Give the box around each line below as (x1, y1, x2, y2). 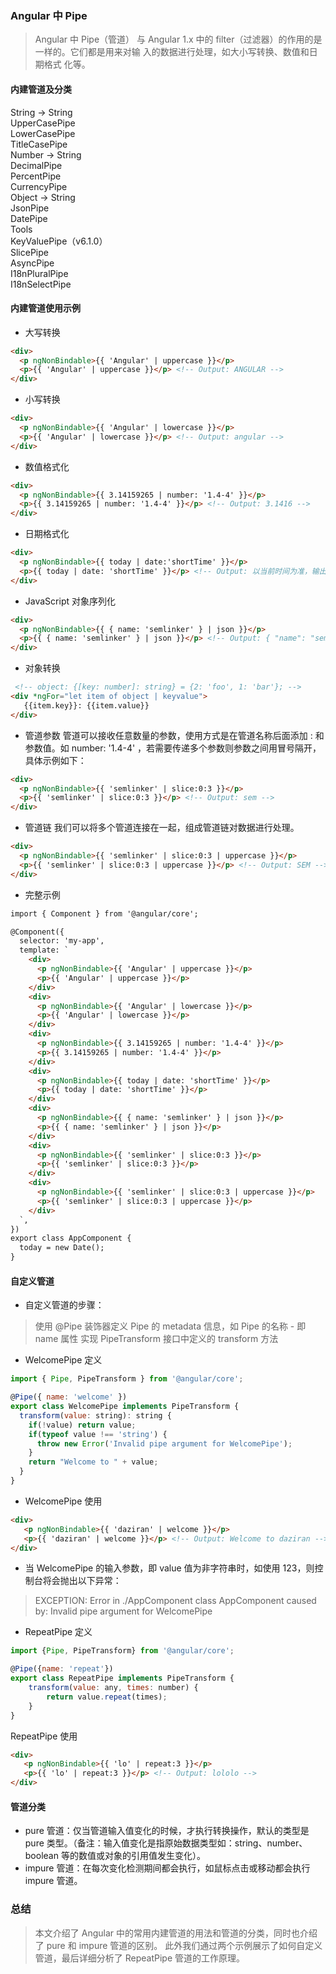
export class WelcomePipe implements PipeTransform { (10, 1402, 240, 1412)
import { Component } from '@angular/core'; (10, 908, 199, 919)
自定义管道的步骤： (24, 1299, 105, 1311)
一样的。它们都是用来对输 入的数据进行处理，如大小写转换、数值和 (34, 46, 310, 58)
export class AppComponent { (10, 1233, 132, 1244)
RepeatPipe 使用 (10, 1730, 78, 1742)
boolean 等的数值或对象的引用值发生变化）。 (24, 1850, 206, 1862)
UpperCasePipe (10, 117, 76, 129)
